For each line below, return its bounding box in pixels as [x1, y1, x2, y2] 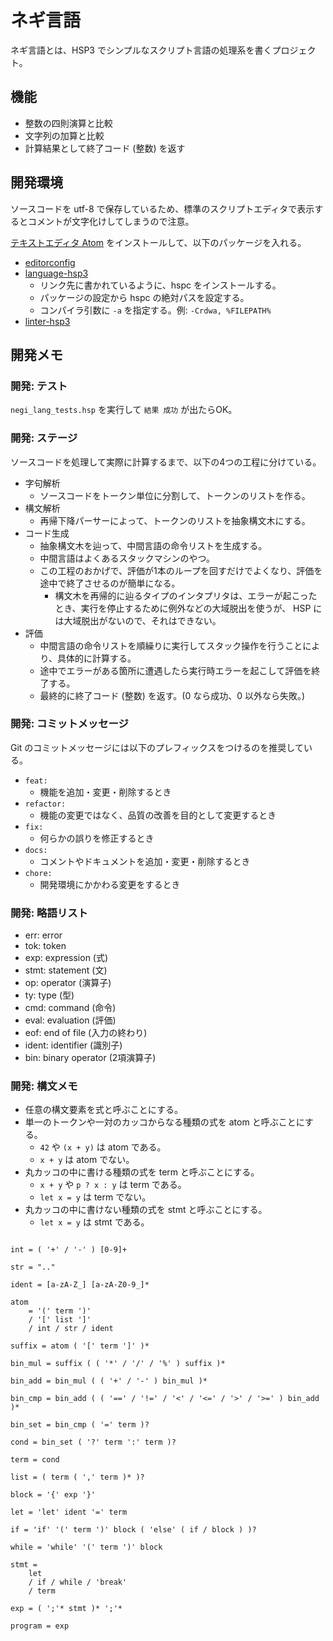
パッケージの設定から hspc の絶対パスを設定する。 [39, 291, 250, 303]
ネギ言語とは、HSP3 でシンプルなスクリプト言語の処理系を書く [10, 44, 273, 56]
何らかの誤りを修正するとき [39, 832, 155, 844]
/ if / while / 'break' [28, 1577, 128, 1588]
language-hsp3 [24, 267, 89, 279]
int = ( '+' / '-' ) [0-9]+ [10, 1245, 128, 1255]
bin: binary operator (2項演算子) [24, 1052, 157, 1064]
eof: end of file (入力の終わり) [24, 1027, 148, 1039]
